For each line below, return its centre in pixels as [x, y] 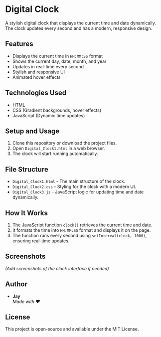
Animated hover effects [36, 77]
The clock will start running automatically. [55, 154]
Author [16, 284]
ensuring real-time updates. [41, 241]
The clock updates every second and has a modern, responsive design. [79, 28]
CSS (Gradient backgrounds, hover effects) [57, 110]
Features [19, 44]
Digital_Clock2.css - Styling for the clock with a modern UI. [74, 187]
